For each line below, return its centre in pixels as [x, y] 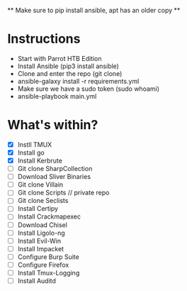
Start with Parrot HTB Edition [59, 58]
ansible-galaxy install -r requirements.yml [78, 81]
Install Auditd [37, 280]
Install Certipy [38, 209]
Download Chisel [42, 225]
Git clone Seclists [43, 201]
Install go [31, 153]
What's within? [53, 125]
